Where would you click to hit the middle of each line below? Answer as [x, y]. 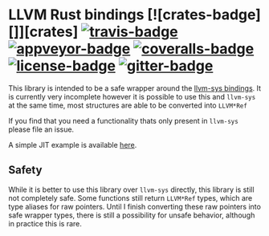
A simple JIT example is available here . [73, 144]
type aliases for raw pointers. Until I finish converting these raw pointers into [134, 206]
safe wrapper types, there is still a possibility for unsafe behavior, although [132, 215]
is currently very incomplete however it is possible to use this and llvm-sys [132, 96]
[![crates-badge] [204, 15]
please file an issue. [41, 129]
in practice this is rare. [45, 223]
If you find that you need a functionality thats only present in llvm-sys [123, 120]
